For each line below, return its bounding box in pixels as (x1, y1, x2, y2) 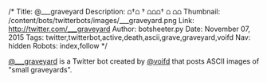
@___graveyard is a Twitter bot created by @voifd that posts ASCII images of (8, 57, 260, 66)
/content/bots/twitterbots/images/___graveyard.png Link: (8, 16, 195, 25)
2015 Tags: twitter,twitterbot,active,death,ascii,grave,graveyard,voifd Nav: (8, 33, 251, 42)
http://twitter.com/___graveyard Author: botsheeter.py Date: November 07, (8, 24, 251, 33)
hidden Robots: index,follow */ (8, 41, 108, 50)
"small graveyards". (8, 65, 73, 74)
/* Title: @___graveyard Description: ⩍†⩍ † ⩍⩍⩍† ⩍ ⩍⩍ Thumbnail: (8, 7, 221, 16)
